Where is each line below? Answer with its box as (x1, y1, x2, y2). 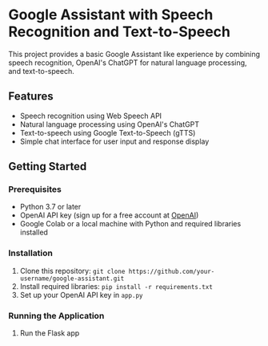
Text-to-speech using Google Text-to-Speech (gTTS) (19, 128, 196, 137)
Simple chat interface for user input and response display (19, 136, 210, 146)
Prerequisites (8, 184, 62, 195)
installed (19, 227, 48, 238)
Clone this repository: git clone (19, 266, 126, 275)
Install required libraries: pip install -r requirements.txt (19, 281, 214, 291)
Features (8, 90, 54, 104)
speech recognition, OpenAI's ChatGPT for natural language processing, (8, 58, 247, 67)
